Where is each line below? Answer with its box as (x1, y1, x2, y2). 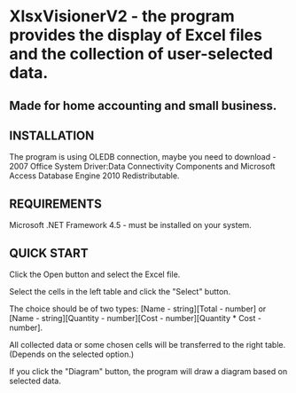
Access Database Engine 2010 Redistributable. (9, 170, 180, 181)
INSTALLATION (9, 128, 95, 143)
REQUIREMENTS (9, 196, 102, 211)
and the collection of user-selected (9, 44, 273, 64)
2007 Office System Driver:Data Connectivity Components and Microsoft (9, 161, 276, 172)
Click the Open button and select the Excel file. (9, 269, 181, 280)
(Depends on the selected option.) (9, 349, 135, 360)
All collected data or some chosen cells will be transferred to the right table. (9, 340, 286, 350)
